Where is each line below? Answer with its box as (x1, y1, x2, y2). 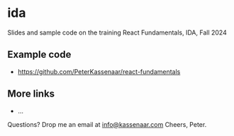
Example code (7, 49, 72, 61)
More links (7, 88, 55, 100)
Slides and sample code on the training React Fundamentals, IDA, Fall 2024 (7, 28, 227, 37)
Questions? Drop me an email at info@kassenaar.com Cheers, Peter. (7, 120, 207, 128)
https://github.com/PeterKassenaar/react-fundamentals (17, 67, 181, 75)
